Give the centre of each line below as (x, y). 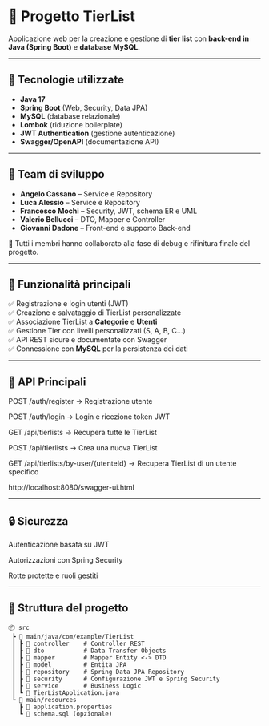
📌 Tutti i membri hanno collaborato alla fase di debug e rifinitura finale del (129, 243)
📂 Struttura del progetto (68, 608)
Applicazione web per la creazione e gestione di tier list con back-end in (129, 38)
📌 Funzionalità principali (70, 284)
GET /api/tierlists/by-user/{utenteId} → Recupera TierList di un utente (122, 463)
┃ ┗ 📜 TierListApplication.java (66, 692)
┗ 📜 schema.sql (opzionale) (66, 714)
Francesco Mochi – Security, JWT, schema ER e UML (108, 211)
